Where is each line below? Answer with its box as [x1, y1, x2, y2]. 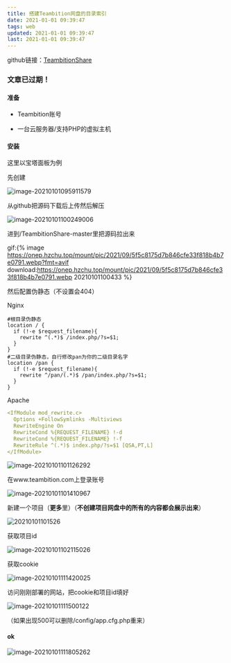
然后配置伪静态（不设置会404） [7, 287, 99, 295]
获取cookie [7, 560, 40, 568]
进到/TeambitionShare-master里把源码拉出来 [7, 230, 135, 238]
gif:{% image [7, 243, 45, 252]
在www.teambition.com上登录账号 [7, 475, 105, 483]
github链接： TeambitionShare [7, 56, 92, 64]
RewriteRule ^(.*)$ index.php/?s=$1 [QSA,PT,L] [13, 442, 154, 449]
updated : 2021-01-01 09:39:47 [7, 29, 95, 37]
